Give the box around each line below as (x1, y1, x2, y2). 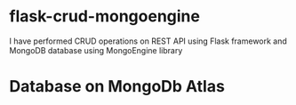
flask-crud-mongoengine (9, 6, 200, 27)
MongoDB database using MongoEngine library (9, 44, 183, 55)
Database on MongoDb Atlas (9, 77, 225, 97)
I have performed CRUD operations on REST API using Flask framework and (9, 36, 287, 46)
